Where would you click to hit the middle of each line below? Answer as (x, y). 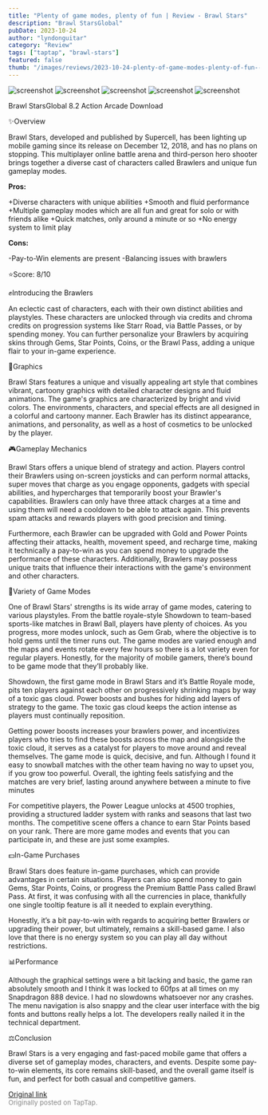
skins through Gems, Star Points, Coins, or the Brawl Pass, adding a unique (132, 342)
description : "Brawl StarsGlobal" (66, 23)
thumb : (19, 68)
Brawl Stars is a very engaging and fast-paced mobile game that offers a (128, 1053)
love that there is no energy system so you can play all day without (118, 937)
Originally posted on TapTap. (53, 1102)
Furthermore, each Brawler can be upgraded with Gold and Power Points (128, 533)
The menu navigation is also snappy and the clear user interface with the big (134, 1005)
